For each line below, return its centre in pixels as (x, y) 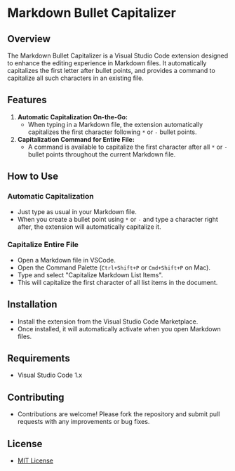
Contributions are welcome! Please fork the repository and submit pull (119, 414)
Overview (29, 39)
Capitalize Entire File (43, 245)
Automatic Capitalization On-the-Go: (73, 117)
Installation (32, 304)
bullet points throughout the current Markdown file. (102, 154)
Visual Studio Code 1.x (50, 375)
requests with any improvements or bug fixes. (83, 422)
